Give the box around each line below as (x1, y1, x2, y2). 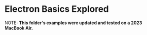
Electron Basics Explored (4, 3, 109, 15)
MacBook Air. (4, 25, 33, 31)
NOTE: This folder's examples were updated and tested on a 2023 (4, 20, 143, 26)
